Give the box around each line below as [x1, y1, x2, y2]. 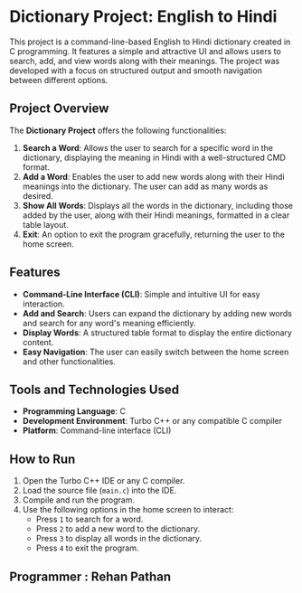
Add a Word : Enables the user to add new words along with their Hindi [22, 171, 285, 182]
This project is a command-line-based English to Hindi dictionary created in [9, 36, 291, 47]
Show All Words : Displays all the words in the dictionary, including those [22, 200, 294, 211]
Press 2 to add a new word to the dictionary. [35, 523, 201, 534]
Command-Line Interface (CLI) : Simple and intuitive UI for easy [22, 288, 260, 299]
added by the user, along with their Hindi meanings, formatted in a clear [22, 210, 290, 221]
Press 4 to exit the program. [35, 542, 139, 553]
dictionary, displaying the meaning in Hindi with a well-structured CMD [22, 152, 287, 163]
